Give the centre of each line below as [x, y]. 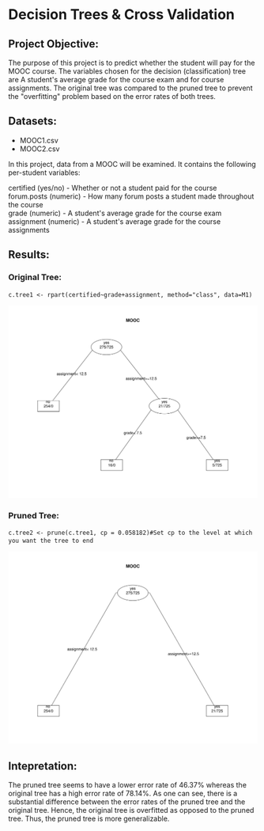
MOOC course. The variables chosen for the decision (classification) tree [127, 71]
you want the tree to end [51, 541]
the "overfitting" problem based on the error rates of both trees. [112, 96]
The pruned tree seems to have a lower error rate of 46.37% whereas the [128, 785]
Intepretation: [43, 766]
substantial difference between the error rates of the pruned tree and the [127, 802]
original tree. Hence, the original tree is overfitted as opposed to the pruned [131, 810]
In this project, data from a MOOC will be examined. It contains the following [132, 164]
